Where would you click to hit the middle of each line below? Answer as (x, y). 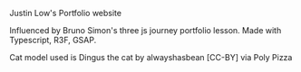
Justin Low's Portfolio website (66, 13)
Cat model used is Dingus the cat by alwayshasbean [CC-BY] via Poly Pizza (151, 57)
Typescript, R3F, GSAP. (53, 40)
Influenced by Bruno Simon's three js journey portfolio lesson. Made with (146, 30)
